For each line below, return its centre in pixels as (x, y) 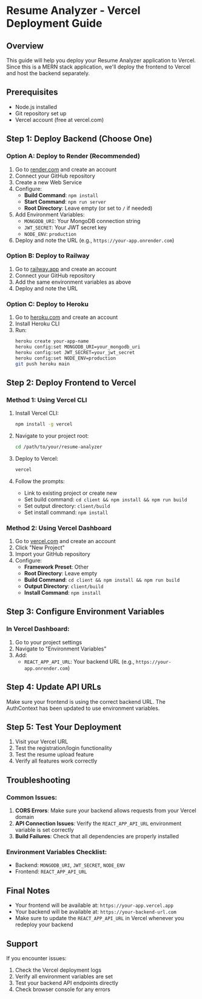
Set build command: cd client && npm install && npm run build (106, 499)
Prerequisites (32, 92)
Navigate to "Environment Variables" (61, 649)
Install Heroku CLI (37, 324)
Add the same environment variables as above (73, 282)
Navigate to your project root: (52, 436)
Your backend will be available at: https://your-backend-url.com (96, 912)
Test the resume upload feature (54, 755)
